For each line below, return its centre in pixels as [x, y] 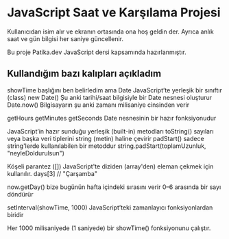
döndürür [20, 194]
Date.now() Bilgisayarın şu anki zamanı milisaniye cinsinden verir [98, 105]
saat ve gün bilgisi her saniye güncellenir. [65, 38]
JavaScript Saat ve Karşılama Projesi [114, 13]
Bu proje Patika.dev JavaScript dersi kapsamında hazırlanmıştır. [97, 52]
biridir [15, 214]
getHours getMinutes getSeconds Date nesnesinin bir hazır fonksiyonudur [112, 118]
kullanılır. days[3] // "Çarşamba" [52, 173]
